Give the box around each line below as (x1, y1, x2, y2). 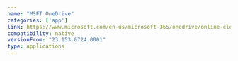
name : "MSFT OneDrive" (7, 10, 74, 18)
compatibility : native (7, 29, 74, 37)
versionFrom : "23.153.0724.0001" (7, 36, 106, 43)
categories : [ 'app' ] (7, 17, 69, 24)
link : (7, 23, 23, 30)
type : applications (7, 43, 65, 50)
